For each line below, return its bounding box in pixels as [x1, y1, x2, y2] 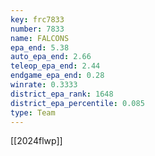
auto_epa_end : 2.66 [10, 52, 92, 62]
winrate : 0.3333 [10, 80, 78, 90]
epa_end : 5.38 [10, 42, 70, 53]
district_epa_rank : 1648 [10, 89, 114, 99]
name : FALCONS [10, 33, 70, 43]
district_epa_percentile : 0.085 [10, 98, 145, 108]
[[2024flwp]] [10, 135, 63, 147]
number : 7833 [10, 24, 65, 34]
